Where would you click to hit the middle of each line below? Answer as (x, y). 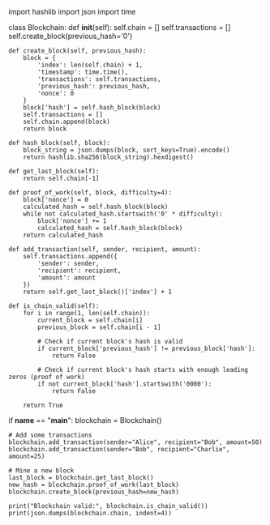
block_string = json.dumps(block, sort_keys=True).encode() (126, 150)
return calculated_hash (63, 235)
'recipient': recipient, (79, 271)
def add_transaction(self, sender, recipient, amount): (105, 250)
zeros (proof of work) (47, 377)
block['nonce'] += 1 (72, 221)
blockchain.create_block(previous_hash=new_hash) (94, 492)
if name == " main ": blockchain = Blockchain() (85, 420)
